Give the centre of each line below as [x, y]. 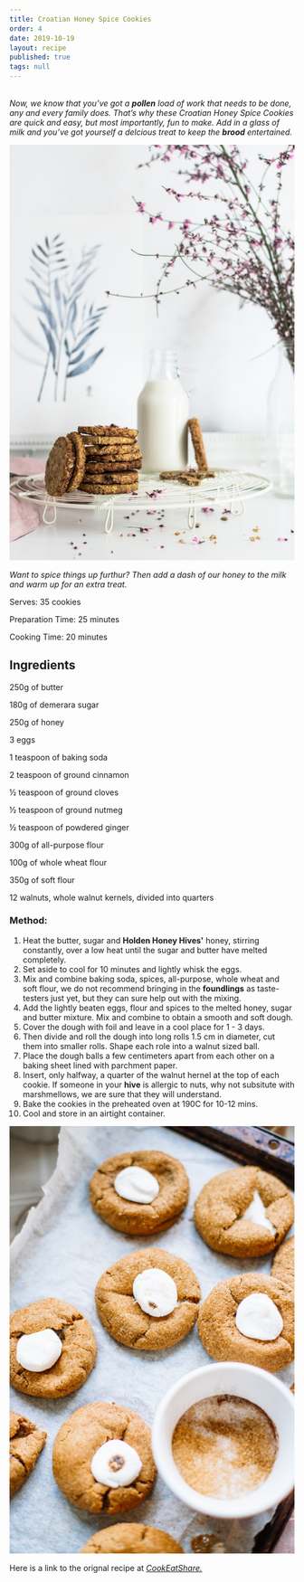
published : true [40, 57]
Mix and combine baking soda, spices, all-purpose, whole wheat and [151, 979]
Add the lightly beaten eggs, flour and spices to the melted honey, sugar [157, 1008]
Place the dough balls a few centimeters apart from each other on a [148, 1056]
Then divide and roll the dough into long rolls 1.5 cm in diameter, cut [149, 1037]
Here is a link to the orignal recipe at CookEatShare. [106, 1568]
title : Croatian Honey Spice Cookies [81, 19]
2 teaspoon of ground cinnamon [69, 774]
